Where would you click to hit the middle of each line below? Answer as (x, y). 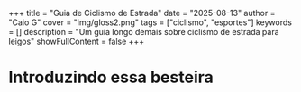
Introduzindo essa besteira (111, 77)
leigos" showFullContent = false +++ (77, 41)
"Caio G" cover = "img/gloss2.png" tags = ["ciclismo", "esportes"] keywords (150, 22)
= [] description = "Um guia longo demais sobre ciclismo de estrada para (144, 32)
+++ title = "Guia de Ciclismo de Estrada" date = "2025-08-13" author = (142, 13)
